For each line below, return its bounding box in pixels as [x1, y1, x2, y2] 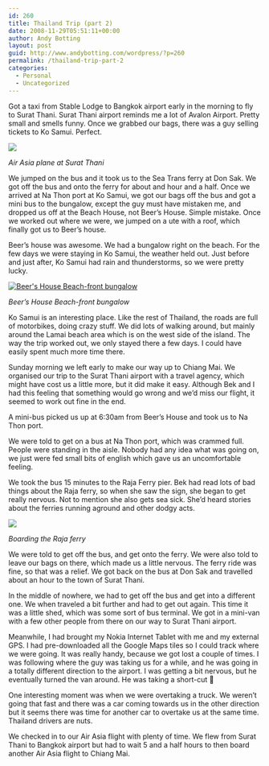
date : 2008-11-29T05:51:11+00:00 [8, 27, 120, 35]
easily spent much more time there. [8, 347, 126, 356]
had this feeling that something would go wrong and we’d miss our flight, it [8, 388, 255, 397]
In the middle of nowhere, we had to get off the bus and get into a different [8, 591, 255, 600]
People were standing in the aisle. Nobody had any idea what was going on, [8, 444, 259, 455]
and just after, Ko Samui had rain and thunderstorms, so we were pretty [8, 257, 245, 266]
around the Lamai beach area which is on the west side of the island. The [8, 329, 251, 339]
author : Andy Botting [8, 34, 81, 43]
